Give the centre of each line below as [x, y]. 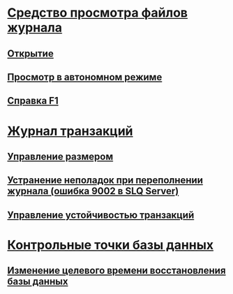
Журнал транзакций [70, 131]
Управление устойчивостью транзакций [101, 215]
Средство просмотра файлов [98, 13]
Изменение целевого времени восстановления [116, 271]
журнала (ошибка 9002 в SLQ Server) [93, 191]
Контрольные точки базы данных [111, 245]
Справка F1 [33, 101]
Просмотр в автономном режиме [85, 77]
